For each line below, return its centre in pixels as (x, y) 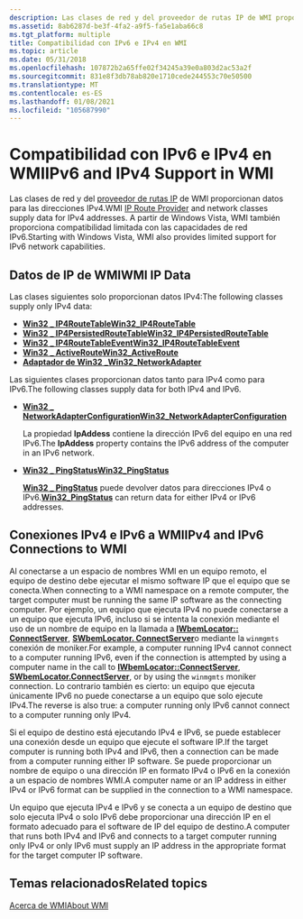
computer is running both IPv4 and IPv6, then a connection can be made (144, 751)
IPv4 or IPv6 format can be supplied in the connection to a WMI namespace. (151, 789)
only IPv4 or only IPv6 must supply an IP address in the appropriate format (148, 845)
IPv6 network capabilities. (57, 247)
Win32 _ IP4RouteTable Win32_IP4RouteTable (109, 324)
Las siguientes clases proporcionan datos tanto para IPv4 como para (137, 379)
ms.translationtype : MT (54, 85)
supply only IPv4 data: (51, 306)
